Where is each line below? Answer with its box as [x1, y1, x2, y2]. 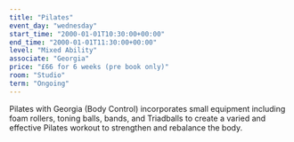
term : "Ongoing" [9, 79, 69, 88]
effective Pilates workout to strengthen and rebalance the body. [9, 122, 243, 133]
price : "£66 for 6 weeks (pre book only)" [9, 63, 169, 72]
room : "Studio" [9, 71, 66, 80]
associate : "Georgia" [9, 54, 90, 63]
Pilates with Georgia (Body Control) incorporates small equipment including [9, 103, 286, 114]
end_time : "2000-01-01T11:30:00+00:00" [9, 37, 158, 47]
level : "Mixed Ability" [9, 46, 98, 55]
